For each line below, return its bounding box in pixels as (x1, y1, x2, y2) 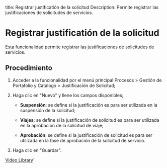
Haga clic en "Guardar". (12, 147, 62, 153)
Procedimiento (5, 64, 53, 72)
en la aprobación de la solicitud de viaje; (20, 122, 104, 128)
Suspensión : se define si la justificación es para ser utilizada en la (20, 102, 157, 108)
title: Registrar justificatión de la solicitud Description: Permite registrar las (5, 5, 159, 10)
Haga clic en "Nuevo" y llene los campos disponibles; (12, 92, 124, 98)
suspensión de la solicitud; (20, 107, 75, 113)
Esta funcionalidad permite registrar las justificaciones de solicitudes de (5, 44, 154, 50)
